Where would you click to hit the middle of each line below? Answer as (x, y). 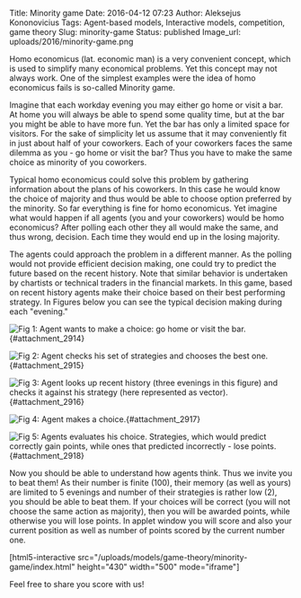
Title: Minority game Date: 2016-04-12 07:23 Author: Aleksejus (125, 13)
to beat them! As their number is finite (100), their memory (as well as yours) (150, 483)
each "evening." (39, 312)
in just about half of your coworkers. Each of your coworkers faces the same (151, 143)
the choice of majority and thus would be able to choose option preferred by (150, 198)
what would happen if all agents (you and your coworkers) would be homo (147, 218)
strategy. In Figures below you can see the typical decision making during (146, 302)
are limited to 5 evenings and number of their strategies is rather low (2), (143, 492)
